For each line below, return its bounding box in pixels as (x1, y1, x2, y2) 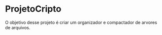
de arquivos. (5, 24, 31, 30)
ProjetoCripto (5, 3, 62, 15)
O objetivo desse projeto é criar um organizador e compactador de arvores (5, 19, 158, 25)
